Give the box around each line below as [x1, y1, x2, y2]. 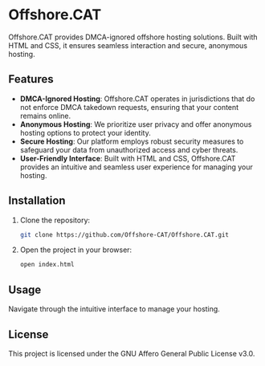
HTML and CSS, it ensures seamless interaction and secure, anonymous [8, 40, 247, 50]
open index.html [19, 261, 75, 269]
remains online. [19, 111, 71, 120]
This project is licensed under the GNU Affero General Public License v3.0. [8, 348, 255, 358]
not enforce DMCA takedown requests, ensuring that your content [19, 102, 239, 112]
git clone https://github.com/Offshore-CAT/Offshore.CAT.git [19, 230, 230, 238]
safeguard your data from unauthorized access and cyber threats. [19, 144, 238, 154]
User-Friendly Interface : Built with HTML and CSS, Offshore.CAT [19, 153, 236, 163]
